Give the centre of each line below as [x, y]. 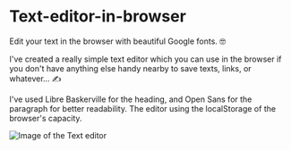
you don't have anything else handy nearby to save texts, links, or [131, 68]
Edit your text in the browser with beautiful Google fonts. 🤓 [118, 41]
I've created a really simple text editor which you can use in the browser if [145, 59]
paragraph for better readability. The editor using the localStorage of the [142, 108]
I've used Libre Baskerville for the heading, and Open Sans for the [131, 99]
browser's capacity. [46, 118]
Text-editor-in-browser [98, 17]
